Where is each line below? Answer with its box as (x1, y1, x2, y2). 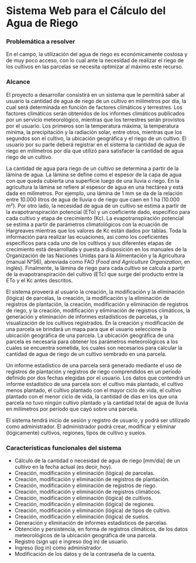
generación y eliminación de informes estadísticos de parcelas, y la (6, 313, 169, 320)
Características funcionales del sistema (6, 443, 122, 452)
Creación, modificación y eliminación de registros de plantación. (14, 476, 170, 483)
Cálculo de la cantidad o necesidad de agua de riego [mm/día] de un (14, 457, 180, 464)
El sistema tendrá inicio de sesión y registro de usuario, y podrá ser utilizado (6, 417, 190, 424)
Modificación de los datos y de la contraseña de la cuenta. (14, 551, 156, 558)
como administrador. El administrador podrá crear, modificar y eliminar (6, 423, 177, 430)
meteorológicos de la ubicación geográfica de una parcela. (14, 532, 157, 539)
